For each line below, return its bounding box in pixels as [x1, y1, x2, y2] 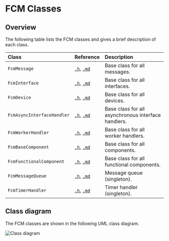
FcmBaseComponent [8, 144, 49, 150]
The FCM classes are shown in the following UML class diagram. [5, 220, 139, 226]
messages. [105, 68, 131, 75]
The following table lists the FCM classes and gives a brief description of [5, 36, 156, 42]
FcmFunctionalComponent [8, 159, 65, 164]
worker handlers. [105, 133, 145, 139]
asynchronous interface [105, 111, 161, 118]
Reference [74, 54, 100, 60]
